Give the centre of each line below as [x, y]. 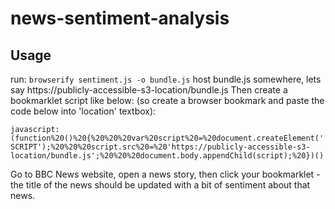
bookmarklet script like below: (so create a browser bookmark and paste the [167, 100]
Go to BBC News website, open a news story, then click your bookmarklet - [165, 174]
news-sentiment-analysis [120, 18]
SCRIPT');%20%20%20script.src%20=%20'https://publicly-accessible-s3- [160, 147]
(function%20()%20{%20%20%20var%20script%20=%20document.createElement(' [167, 138]
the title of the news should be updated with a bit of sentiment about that [160, 185]
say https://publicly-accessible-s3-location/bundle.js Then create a [149, 90]
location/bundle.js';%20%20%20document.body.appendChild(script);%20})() [167, 156]
